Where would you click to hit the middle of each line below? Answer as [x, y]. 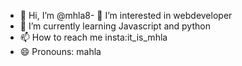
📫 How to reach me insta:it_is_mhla [93, 37]
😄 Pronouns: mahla [60, 51]
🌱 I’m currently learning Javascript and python [115, 26]
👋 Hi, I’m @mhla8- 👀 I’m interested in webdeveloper [126, 15]
